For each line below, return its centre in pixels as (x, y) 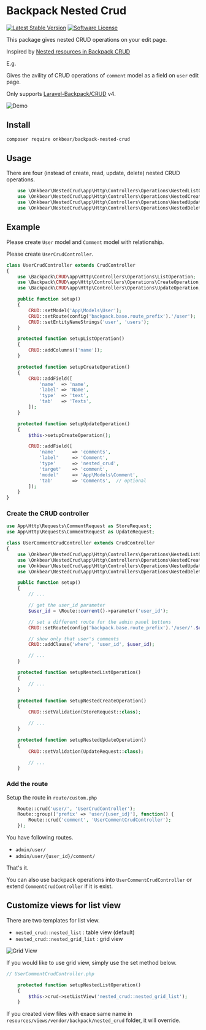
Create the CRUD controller (48, 514)
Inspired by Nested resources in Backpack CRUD (68, 51)
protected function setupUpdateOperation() (74, 424)
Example (23, 227)
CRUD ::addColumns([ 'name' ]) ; (66, 350)
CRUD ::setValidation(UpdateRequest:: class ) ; (86, 751)
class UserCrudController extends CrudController (71, 265)
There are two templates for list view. (53, 920)
